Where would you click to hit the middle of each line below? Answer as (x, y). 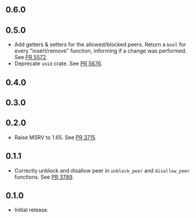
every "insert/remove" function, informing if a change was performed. (100, 51)
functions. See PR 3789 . (44, 177)
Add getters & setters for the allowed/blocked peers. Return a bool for (100, 45)
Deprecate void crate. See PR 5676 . (58, 64)
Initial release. (31, 210)
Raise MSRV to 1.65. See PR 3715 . (55, 137)
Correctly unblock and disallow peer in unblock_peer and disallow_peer (102, 170)
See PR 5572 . (31, 57)
